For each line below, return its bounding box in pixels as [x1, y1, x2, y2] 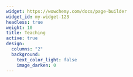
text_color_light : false [16, 57, 77, 63]
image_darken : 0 [16, 62, 57, 68]
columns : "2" [11, 46, 43, 52]
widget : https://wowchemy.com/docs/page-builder [6, 8, 127, 14]
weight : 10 [6, 24, 33, 31]
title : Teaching [6, 30, 46, 36]
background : [11, 52, 41, 57]
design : [6, 41, 25, 47]
